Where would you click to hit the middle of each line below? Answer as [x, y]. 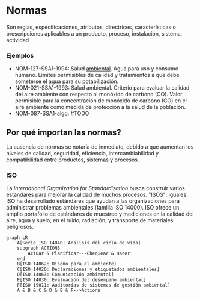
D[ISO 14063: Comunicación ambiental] [65, 275]
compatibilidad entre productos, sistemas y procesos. [73, 160]
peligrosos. [20, 227]
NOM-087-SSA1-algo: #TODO [52, 113]
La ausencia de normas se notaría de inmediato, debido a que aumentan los [100, 147]
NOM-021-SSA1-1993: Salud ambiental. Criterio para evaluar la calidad [102, 88]
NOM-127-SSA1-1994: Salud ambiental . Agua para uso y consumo [97, 69]
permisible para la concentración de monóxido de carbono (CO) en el [101, 101]
